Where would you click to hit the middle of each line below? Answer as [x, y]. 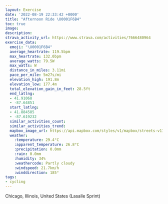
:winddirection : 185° [36, 172]
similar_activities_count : [38, 121]
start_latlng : [24, 107]
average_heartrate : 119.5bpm [40, 51]
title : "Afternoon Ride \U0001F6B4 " [43, 19]
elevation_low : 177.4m [33, 84]
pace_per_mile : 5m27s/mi [35, 75]
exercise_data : [21, 42]
